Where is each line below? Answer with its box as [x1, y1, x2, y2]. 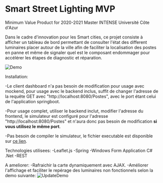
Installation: [5, 73, 28, 79]
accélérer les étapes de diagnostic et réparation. [5, 55, 102, 60]
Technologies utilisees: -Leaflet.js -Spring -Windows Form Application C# [5, 147, 153, 153]
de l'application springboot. [5, 98, 60, 104]
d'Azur [5, 24, 18, 30]
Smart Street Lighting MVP [5, 3, 115, 15]
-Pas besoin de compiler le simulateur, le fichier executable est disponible [5, 133, 153, 139]
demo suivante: [5, 172, 36, 178]
